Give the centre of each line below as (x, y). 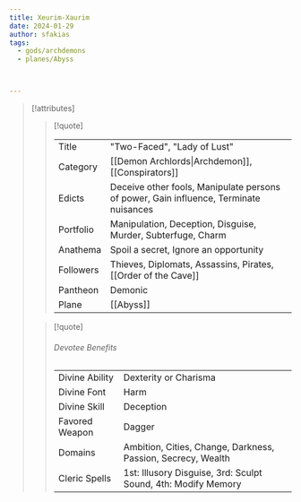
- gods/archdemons (52, 51)
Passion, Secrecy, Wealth (176, 458)
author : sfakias (39, 34)
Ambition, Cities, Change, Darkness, (199, 447)
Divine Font (82, 393)
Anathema (80, 250)
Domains (77, 453)
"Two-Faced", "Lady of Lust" (172, 147)
